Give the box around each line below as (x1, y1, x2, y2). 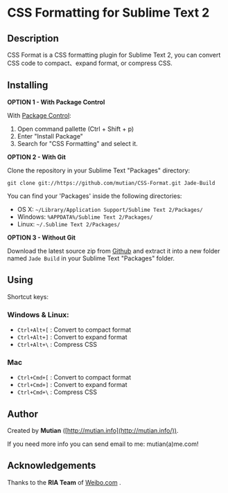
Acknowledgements (7, 460, 96, 472)
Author (7, 408, 38, 420)
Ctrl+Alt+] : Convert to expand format (17, 332, 128, 341)
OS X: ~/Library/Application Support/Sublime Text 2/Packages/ (17, 205, 203, 213)
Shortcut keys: (7, 292, 49, 301)
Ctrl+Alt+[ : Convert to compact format (17, 325, 132, 334)
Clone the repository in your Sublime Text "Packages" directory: (7, 166, 191, 174)
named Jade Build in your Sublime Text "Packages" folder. (7, 254, 175, 262)
